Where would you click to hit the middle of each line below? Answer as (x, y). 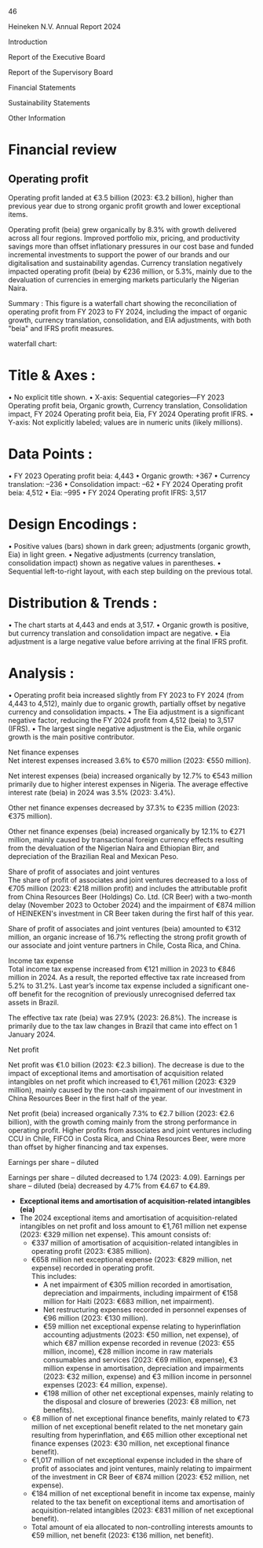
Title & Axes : (52, 376)
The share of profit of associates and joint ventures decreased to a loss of (128, 879)
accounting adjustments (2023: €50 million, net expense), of (141, 1334)
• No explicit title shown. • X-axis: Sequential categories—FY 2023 (117, 397)
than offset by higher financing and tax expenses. (88, 1147)
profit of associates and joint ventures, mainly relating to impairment (141, 1468)
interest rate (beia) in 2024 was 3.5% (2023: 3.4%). (92, 792)
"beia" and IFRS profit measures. (61, 328)
